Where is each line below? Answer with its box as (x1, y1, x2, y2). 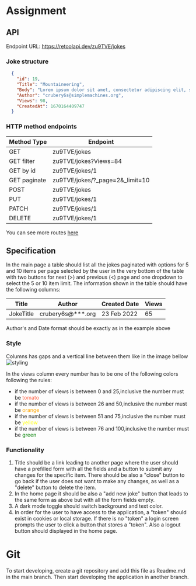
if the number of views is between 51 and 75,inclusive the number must (14, 412, 185, 419)
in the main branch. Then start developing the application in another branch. (6, 573, 189, 580)
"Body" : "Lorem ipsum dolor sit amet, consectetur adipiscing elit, (16, 86, 187, 93)
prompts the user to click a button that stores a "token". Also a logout (14, 521, 181, 528)
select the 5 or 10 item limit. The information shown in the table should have (6, 280, 188, 287)
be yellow (14, 419, 38, 426)
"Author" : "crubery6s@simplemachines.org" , (16, 92, 124, 98)
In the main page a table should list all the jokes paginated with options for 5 (6, 261, 189, 268)
